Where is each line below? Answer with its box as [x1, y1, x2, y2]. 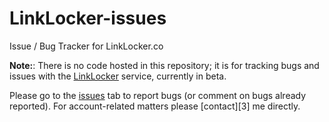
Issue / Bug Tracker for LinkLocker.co [9, 40, 164, 52]
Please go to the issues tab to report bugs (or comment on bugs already [9, 89, 307, 101]
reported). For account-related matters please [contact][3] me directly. [9, 100, 301, 112]
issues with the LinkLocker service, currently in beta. [9, 70, 227, 82]
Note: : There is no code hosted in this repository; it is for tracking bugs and [9, 59, 320, 71]
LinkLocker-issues [9, 7, 167, 30]
